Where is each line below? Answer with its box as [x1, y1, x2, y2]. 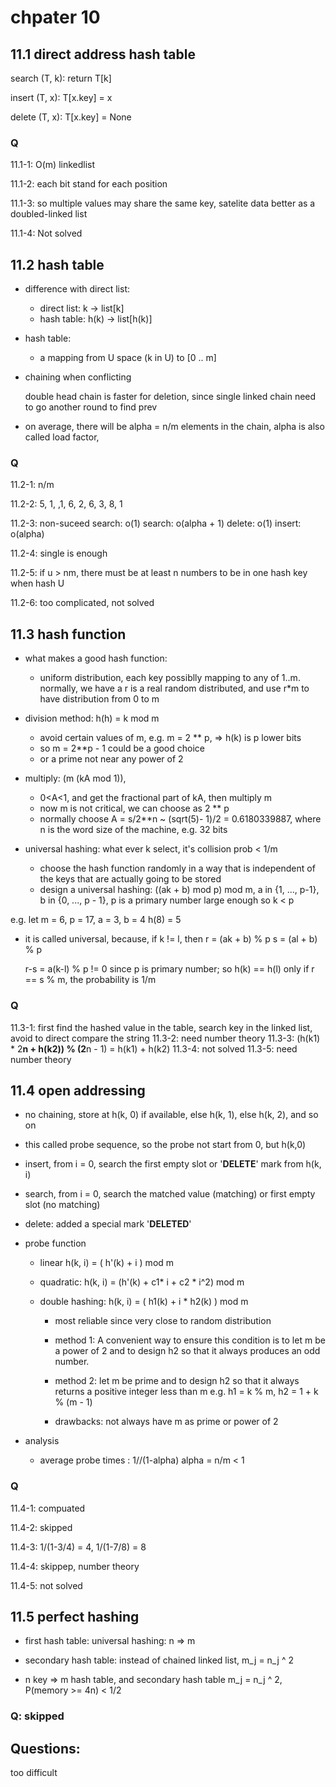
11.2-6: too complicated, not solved [10, 597, 155, 609]
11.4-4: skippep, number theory [10, 1560, 140, 1572]
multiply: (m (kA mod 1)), [24, 772, 127, 785]
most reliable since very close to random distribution [54, 1315, 272, 1327]
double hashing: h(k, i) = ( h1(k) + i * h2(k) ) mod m [39, 1296, 249, 1308]
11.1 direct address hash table [10, 46, 196, 63]
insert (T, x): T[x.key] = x [10, 92, 113, 103]
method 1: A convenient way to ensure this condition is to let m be [54, 1334, 326, 1346]
